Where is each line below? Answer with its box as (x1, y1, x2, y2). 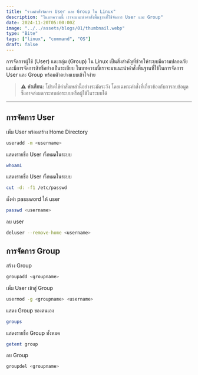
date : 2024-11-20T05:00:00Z (6, 19, 75, 25)
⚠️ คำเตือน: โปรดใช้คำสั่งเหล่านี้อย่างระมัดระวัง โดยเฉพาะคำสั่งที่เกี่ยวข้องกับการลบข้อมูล (20, 83, 189, 90)
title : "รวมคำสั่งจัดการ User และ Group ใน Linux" (6, 8, 116, 15)
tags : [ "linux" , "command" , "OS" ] (6, 36, 91, 42)
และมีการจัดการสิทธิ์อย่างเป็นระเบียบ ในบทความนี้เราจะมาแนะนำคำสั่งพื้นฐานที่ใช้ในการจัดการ (6, 64, 184, 71)
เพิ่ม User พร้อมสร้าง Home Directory (6, 128, 88, 135)
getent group (6, 341, 38, 347)
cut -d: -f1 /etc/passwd (6, 185, 67, 191)
